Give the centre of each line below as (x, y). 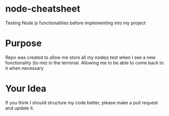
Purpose (24, 43)
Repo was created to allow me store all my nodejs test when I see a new (80, 57)
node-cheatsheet (43, 9)
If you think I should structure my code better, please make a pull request (82, 102)
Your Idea (26, 89)
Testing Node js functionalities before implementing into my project (75, 23)
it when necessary (25, 68)
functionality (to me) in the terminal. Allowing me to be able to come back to (84, 63)
